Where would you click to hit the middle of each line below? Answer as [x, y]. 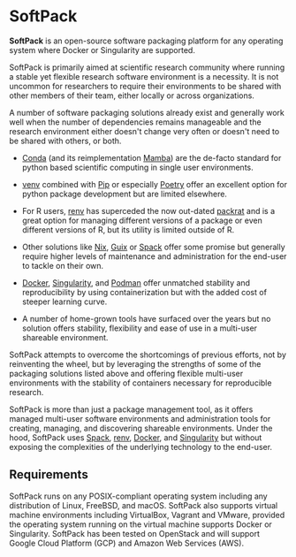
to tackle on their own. [63, 265]
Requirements [49, 475]
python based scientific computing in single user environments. [137, 167]
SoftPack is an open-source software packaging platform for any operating [146, 41]
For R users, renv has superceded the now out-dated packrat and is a [148, 210]
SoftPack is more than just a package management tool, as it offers [131, 409]
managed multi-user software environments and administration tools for [140, 418]
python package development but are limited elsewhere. [125, 194]
